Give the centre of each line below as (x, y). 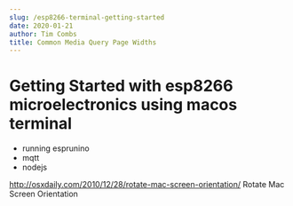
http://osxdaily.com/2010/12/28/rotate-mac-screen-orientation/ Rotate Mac (147, 185)
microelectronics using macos (123, 105)
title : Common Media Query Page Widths (83, 42)
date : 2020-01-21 (41, 26)
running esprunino (56, 148)
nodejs (34, 167)
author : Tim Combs (43, 34)
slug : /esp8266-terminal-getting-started (87, 17)
